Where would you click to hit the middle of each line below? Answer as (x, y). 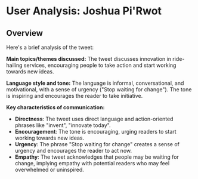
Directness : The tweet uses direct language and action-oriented (94, 119)
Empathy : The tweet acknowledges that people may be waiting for (97, 157)
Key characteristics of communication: (55, 107)
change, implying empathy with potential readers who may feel (92, 163)
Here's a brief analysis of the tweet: (50, 47)
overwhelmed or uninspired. (49, 169)
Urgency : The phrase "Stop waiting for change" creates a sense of (97, 144)
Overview (25, 33)
